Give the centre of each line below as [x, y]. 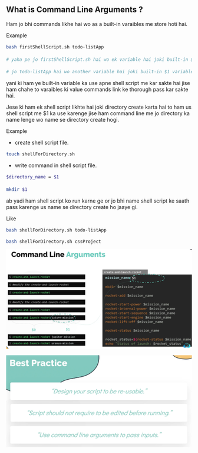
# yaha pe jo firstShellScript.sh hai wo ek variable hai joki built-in [97, 59]
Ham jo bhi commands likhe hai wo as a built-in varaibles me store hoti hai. [97, 24]
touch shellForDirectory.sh [41, 154]
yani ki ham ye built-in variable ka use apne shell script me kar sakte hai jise [98, 83]
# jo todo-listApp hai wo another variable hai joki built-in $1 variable [100, 72]
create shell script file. [42, 143]
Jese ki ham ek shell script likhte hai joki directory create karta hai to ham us [99, 107]
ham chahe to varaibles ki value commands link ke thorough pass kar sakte [97, 89]
